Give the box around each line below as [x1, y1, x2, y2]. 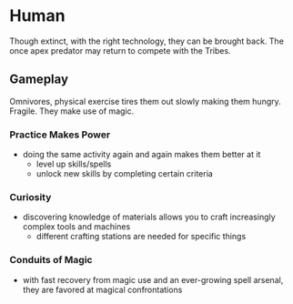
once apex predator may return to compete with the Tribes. [9, 45, 231, 56]
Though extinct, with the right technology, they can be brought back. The [9, 35, 285, 46]
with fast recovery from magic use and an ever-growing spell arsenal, [22, 274, 284, 285]
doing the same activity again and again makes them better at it [22, 149, 261, 160]
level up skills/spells [35, 158, 112, 169]
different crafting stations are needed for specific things [35, 231, 247, 242]
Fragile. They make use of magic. [9, 106, 135, 117]
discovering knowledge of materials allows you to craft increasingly [22, 211, 276, 223]
